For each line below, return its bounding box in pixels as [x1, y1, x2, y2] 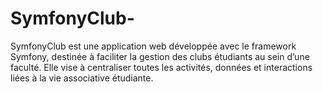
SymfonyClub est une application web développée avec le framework [10, 40, 297, 52]
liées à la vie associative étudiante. [10, 72, 154, 84]
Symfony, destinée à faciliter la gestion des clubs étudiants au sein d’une [10, 50, 310, 62]
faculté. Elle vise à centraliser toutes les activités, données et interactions [10, 61, 313, 73]
